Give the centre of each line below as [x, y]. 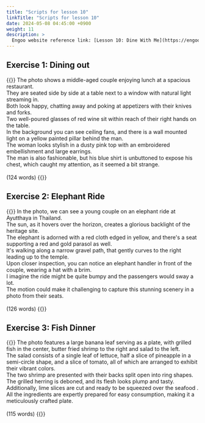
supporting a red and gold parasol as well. [59, 244]
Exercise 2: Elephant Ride [56, 197]
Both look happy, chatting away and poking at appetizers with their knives [99, 106]
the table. [18, 125]
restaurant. [20, 86]
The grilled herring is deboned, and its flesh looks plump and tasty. [91, 381]
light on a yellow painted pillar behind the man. [65, 138]
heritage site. [23, 230]
